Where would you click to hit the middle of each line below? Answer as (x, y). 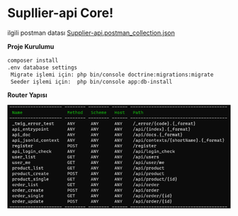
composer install (33, 60)
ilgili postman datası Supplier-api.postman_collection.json (91, 33)
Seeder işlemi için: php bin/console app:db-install (91, 82)
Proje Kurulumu (31, 46)
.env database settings (42, 67)
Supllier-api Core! (61, 13)
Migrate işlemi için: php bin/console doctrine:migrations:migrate (112, 75)
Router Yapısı (27, 94)
